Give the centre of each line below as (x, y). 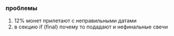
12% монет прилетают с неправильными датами (75, 21)
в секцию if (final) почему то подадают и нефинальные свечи (91, 27)
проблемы (21, 8)
